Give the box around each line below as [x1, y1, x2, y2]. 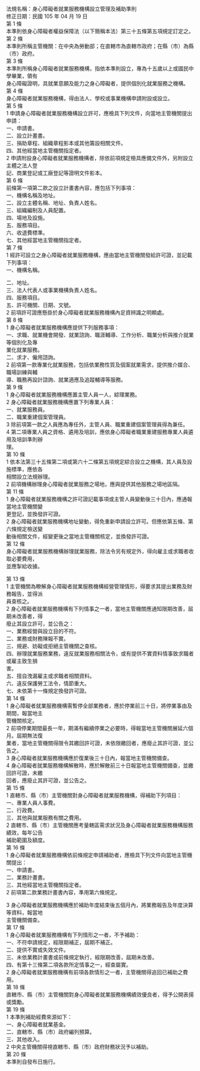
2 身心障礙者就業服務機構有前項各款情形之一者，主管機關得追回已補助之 [6, 969, 183, 975]
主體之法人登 [6, 162, 37, 169]
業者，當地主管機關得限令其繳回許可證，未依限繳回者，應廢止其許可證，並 [6, 740, 189, 746]
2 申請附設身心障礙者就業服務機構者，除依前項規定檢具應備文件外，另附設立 [6, 155, 193, 161]
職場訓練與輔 [6, 369, 37, 376]
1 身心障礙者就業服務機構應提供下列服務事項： [6, 324, 120, 331]
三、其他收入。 [6, 1036, 43, 1043]
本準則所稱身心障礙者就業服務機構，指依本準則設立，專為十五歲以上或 [6, 65, 179, 72]
